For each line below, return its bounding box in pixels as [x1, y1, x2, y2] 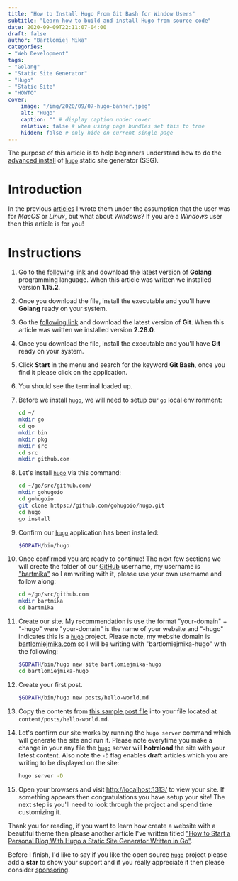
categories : [8, 43, 43, 50]
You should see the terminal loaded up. [18, 382, 133, 390]
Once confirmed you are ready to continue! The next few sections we [18, 554, 222, 563]
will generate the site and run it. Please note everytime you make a [18, 735, 213, 744]
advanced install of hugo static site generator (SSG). [8, 156, 159, 165]
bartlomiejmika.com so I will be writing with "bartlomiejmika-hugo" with [18, 640, 227, 648]
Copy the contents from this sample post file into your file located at [18, 707, 217, 716]
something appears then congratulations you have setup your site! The [18, 792, 225, 801]
